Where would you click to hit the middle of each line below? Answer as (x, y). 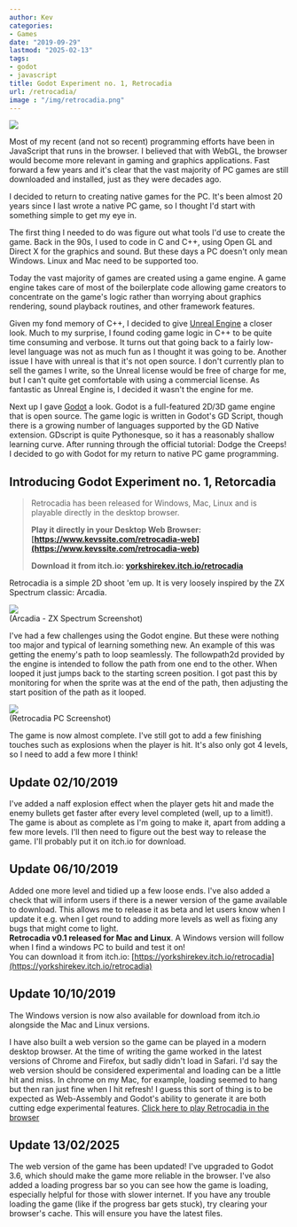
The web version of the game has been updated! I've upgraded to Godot (141, 1167)
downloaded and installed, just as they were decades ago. (115, 179)
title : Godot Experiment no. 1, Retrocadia (91, 83)
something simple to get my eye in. (73, 216)
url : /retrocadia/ (43, 91)
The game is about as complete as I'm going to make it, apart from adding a (148, 822)
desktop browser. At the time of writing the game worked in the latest (136, 1051)
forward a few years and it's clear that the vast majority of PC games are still (149, 170)
